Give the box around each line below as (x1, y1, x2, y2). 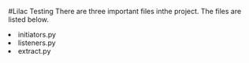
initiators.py (18, 30, 57, 39)
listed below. (8, 15, 50, 24)
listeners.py (18, 38, 57, 47)
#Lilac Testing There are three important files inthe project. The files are (8, 7, 242, 16)
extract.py (18, 47, 51, 55)
